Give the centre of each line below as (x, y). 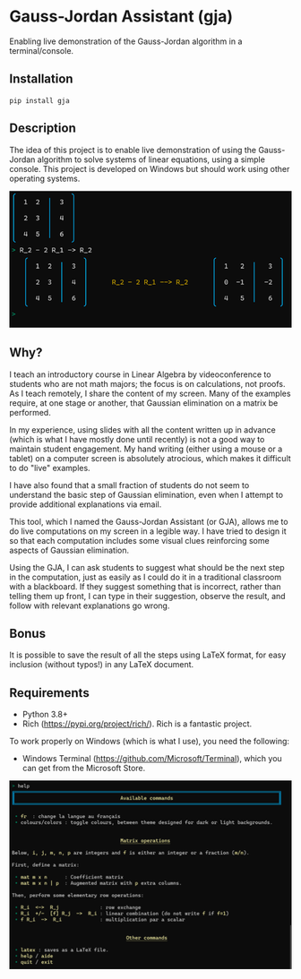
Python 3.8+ (45, 715)
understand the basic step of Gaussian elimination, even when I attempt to (146, 494)
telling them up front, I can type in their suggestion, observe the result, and (147, 596)
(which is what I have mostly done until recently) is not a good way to (137, 439)
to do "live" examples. (50, 468)
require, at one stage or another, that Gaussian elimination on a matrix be (144, 403)
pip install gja (39, 100)
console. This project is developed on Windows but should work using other (150, 168)
